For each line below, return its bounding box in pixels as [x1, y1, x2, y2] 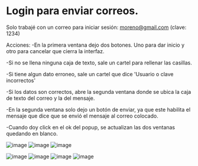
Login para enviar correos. [6, 4, 139, 18]
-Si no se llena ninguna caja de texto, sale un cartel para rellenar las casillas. [6, 59, 192, 66]
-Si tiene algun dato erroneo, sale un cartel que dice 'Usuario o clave [6, 70, 174, 77]
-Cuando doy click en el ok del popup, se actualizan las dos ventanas [6, 123, 176, 131]
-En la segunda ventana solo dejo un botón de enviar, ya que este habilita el [6, 106, 191, 113]
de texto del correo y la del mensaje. [6, 95, 95, 102]
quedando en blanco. [6, 130, 58, 137]
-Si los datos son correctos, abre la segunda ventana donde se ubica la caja [6, 88, 191, 95]
